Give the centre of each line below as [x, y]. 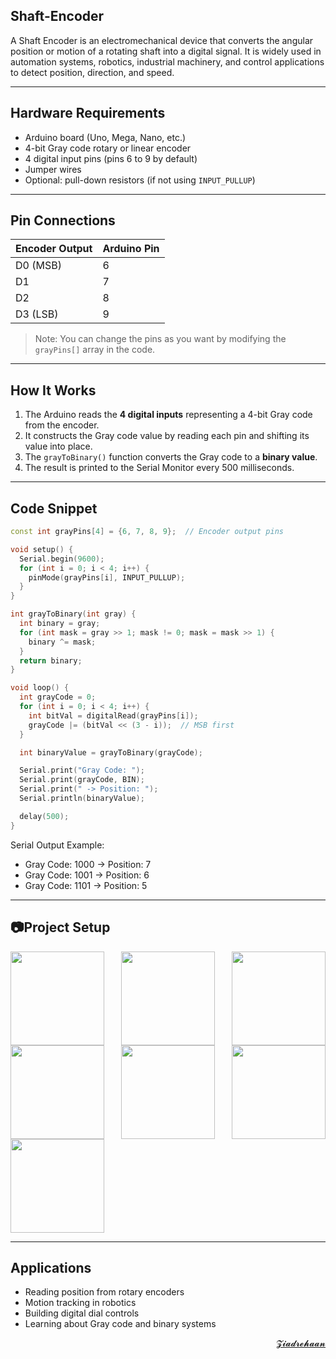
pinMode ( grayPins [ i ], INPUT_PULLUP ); [107, 577]
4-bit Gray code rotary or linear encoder [108, 148]
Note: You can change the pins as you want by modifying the [160, 339]
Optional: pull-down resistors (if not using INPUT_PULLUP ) [140, 180]
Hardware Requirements [88, 113]
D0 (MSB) [38, 266]
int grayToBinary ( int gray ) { [73, 614]
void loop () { [40, 688]
